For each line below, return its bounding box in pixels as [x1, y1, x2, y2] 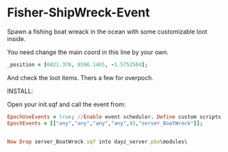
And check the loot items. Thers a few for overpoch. [7, 73, 154, 81]
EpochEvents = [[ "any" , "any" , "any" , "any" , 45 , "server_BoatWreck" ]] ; [7, 120, 203, 127]
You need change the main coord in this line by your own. [7, 48, 169, 56]
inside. [7, 34, 26, 42]
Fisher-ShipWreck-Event [7, 5, 150, 21]
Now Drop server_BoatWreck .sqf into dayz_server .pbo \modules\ [7, 138, 188, 145]
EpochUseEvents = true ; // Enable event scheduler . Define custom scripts [7, 113, 222, 121]
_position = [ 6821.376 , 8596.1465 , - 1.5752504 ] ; [7, 61, 148, 68]
